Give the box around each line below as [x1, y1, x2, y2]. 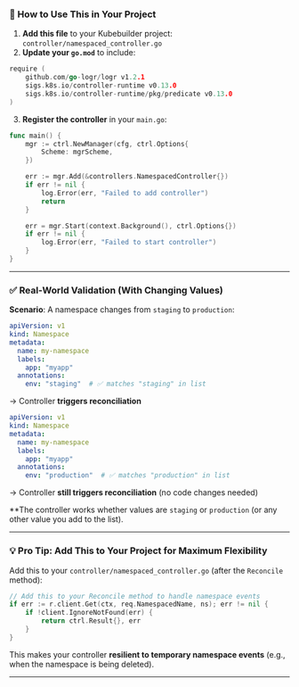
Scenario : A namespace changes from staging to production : [9, 304, 235, 315]
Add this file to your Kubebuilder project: [21, 29, 174, 39]
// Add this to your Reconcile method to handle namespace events [9, 592, 261, 600]
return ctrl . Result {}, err [41, 617, 141, 625]
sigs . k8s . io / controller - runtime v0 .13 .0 [25, 81, 177, 90]
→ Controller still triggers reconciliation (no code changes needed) [9, 487, 259, 498]
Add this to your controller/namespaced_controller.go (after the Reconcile [9, 565, 283, 575]
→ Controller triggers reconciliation [9, 396, 142, 407]
